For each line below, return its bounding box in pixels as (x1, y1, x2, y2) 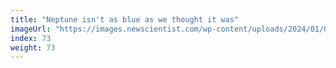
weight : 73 (10, 42, 56, 53)
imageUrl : (10, 24, 52, 34)
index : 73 (10, 33, 52, 43)
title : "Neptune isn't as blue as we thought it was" (10, 14, 240, 25)
